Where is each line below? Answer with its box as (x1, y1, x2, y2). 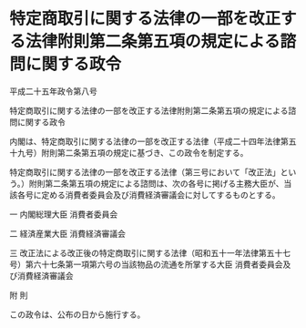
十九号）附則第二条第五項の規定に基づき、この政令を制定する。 (9, 147, 249, 158)
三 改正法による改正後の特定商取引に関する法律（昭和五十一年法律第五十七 (9, 247, 291, 258)
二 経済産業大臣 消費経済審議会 (9, 228, 126, 239)
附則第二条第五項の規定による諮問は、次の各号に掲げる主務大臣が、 (28, 178, 284, 189)
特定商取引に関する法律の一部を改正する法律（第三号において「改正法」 (9, 166, 280, 178)
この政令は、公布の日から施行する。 (9, 309, 146, 320)
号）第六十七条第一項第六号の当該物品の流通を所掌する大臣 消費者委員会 (9, 259, 283, 270)
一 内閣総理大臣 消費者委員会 (9, 209, 118, 220)
